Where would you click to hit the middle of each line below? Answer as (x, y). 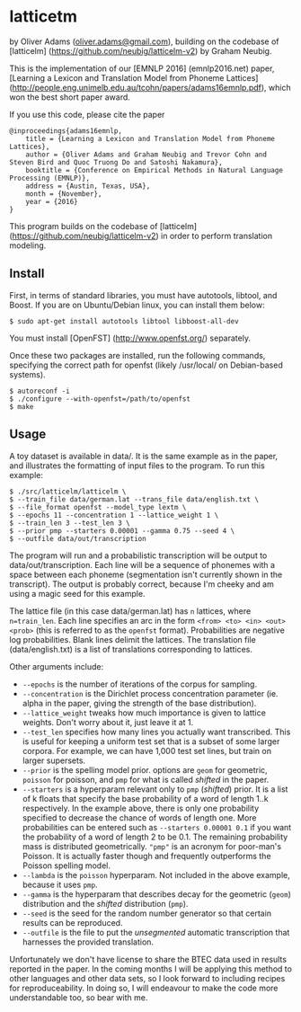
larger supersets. (54, 760)
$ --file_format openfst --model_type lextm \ (98, 507)
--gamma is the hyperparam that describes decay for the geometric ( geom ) (157, 894)
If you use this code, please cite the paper (87, 114)
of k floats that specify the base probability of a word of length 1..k (146, 798)
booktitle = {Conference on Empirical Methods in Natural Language (154, 170)
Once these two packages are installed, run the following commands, (137, 355)
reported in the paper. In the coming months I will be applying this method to (150, 969)
